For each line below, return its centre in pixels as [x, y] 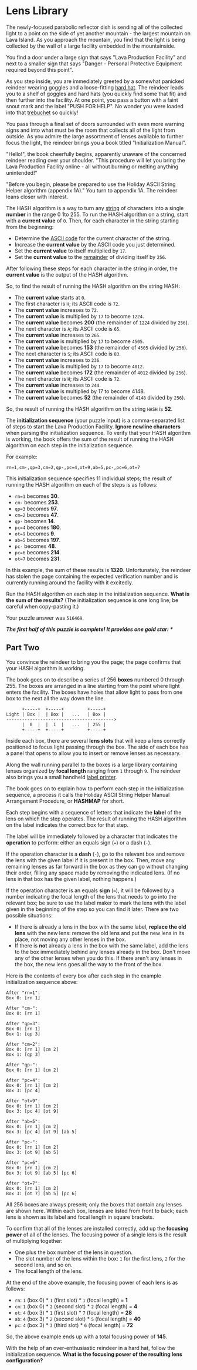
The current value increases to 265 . [58, 335]
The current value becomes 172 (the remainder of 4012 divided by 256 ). [101, 373]
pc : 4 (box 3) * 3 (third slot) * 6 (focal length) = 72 [74, 1325]
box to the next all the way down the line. [56, 698]
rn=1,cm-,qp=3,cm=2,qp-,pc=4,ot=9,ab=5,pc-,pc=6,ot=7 [73, 467]
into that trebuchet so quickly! [42, 112]
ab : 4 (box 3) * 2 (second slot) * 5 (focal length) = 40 [78, 1319]
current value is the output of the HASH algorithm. [67, 274]
